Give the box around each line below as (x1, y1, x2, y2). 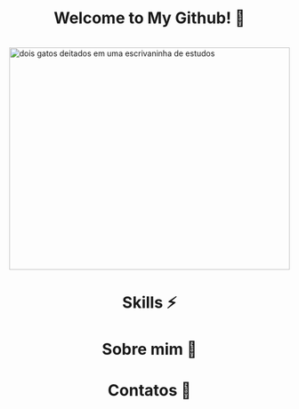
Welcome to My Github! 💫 (53, 8, 246, 28)
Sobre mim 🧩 (101, 340, 198, 359)
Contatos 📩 (108, 380, 191, 400)
